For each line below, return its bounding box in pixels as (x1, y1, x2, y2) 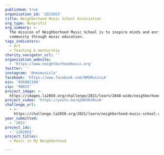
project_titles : (5, 134, 38, 139)
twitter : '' (5, 66, 29, 71)
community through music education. (9, 35, 84, 39)
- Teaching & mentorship (9, 48, 60, 53)
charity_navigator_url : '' (5, 52, 60, 58)
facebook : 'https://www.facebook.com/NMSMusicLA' (5, 75, 108, 80)
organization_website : (5, 57, 51, 62)
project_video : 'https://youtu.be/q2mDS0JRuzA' (5, 98, 104, 103)
